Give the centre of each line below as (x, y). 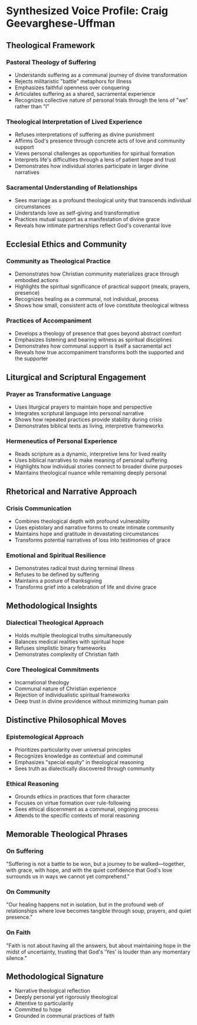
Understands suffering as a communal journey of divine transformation (101, 75)
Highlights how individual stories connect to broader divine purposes (98, 467)
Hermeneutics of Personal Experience (62, 441)
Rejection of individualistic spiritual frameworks (72, 695)
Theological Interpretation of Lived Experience (74, 121)
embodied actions (37, 280)
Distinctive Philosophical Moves (66, 720)
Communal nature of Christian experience (65, 689)
